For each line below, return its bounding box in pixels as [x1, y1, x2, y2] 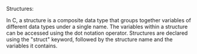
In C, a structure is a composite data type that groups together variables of [6, 17, 191, 23]
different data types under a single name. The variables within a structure [6, 23, 188, 30]
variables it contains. [6, 42, 58, 49]
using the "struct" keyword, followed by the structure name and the [6, 36, 173, 43]
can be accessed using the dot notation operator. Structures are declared [6, 29, 188, 37]
